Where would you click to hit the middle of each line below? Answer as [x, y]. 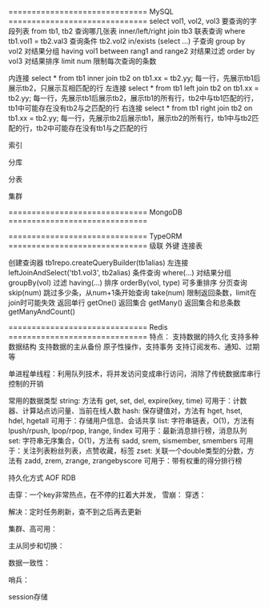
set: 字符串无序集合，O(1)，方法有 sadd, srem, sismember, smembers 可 [127, 441]
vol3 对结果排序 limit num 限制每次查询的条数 [82, 61]
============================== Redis [88, 327]
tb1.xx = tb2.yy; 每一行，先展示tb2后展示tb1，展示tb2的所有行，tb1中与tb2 [130, 118]
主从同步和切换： [36, 546]
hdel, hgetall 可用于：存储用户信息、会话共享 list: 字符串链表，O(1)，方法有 [131, 421]
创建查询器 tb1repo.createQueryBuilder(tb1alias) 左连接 [98, 262]
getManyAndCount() [42, 312]
